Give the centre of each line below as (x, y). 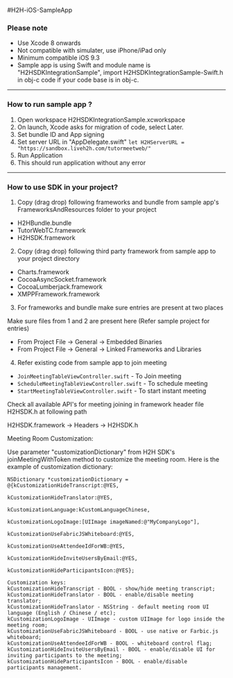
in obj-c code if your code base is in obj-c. (78, 80)
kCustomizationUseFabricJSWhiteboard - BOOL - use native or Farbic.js (113, 631)
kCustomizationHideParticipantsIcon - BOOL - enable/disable (97, 661)
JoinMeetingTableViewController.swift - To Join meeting (99, 376)
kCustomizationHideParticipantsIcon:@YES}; (71, 570)
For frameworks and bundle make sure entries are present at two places (120, 307)
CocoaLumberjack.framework (60, 287)
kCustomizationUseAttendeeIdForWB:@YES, (67, 546)
